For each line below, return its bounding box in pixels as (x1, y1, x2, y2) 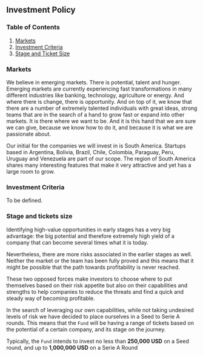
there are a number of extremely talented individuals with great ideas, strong (6, 104, 198, 112)
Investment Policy (6, 5, 76, 15)
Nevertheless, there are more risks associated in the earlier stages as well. (6, 250, 193, 257)
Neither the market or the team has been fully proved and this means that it (6, 257, 194, 264)
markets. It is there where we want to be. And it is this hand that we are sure (6, 117, 196, 124)
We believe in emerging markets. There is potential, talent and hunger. (6, 78, 182, 86)
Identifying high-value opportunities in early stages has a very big (6, 226, 171, 233)
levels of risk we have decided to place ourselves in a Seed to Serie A (6, 313, 180, 320)
